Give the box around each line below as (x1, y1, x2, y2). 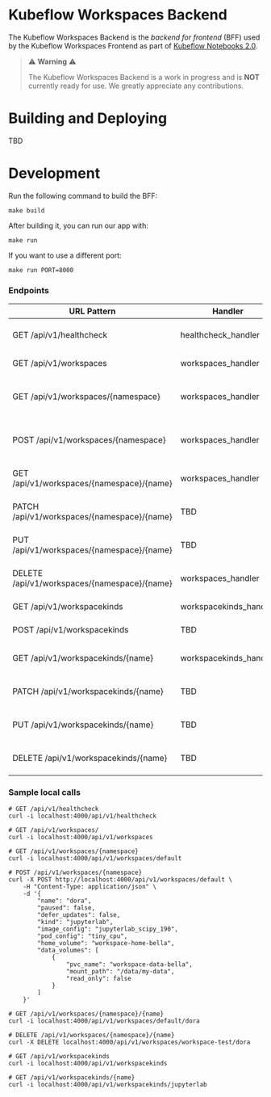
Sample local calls (8, 787, 81, 798)
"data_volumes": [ (37, 947, 99, 955)
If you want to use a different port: (8, 250, 123, 260)
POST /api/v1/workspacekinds (12, 624, 129, 636)
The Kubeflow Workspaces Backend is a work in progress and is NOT (27, 72, 260, 82)
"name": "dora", (37, 897, 92, 906)
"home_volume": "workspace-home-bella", (37, 939, 175, 948)
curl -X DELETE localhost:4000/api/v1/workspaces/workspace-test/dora (8, 1038, 251, 1047)
